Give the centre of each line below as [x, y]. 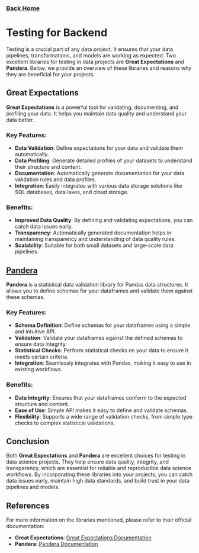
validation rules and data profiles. [55, 179]
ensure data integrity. [41, 344]
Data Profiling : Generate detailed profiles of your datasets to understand [103, 160]
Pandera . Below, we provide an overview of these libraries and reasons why [99, 68]
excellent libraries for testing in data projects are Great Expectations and [95, 62]
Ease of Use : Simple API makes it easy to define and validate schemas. [101, 410]
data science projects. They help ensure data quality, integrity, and [88, 462]
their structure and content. [48, 166]
